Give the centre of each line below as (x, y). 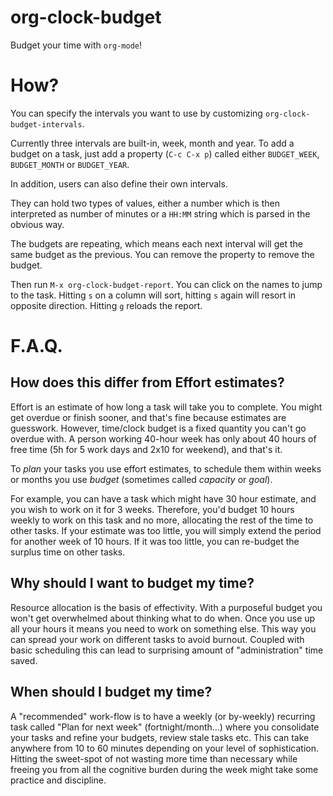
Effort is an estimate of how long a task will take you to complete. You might (166, 407)
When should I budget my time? (111, 692)
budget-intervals (46, 124)
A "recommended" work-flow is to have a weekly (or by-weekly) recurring (163, 716)
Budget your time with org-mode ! (76, 45)
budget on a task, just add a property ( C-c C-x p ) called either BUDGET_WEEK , (165, 153)
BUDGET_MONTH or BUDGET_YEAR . (70, 164)
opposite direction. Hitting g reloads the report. (106, 305)
